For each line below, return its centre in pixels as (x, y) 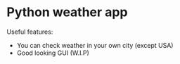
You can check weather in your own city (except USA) (95, 45)
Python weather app (67, 12)
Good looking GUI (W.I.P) (53, 53)
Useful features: (30, 32)
